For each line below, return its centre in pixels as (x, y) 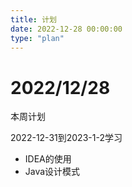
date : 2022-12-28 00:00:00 (66, 29)
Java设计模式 (52, 172)
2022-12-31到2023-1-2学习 (66, 138)
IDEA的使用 (48, 159)
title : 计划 (33, 19)
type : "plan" (37, 38)
